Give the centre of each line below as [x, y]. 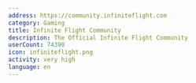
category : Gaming [37, 23]
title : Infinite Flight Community [65, 30]
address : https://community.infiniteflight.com [88, 15]
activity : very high [42, 60]
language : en [30, 67]
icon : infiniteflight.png [50, 52]
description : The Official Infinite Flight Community [98, 38]
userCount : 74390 [37, 45]
